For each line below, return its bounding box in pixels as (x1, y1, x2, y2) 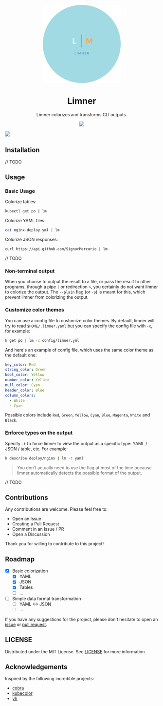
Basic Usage (5, 188, 36, 195)
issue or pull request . (5, 622, 47, 627)
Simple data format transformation (12, 596, 81, 602)
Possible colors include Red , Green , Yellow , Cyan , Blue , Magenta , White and (5, 412, 150, 418)
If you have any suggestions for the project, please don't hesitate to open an (5, 616, 158, 622)
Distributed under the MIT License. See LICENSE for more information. (5, 648, 146, 654)
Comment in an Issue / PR (12, 526, 64, 532)
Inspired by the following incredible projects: (5, 676, 94, 682)
